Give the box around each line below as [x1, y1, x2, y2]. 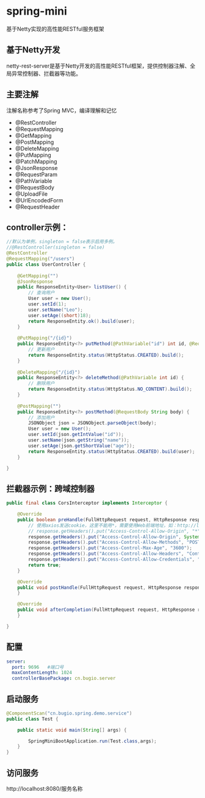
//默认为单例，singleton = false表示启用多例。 [6, 239, 118, 245]
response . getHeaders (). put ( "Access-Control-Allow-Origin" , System [28, 533, 201, 540]
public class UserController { [6, 261, 86, 268]
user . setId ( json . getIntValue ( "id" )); [28, 432, 124, 438]
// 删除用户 [28, 380, 55, 387]
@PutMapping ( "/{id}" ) [17, 335, 72, 341]
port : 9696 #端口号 [12, 664, 64, 670]
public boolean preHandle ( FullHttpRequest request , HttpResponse [17, 516, 187, 522]
